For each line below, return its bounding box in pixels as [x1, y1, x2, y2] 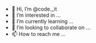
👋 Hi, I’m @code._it [11, 6, 57, 12]
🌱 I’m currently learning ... [11, 18, 74, 24]
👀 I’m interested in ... [11, 12, 61, 19]
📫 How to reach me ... [11, 31, 66, 37]
